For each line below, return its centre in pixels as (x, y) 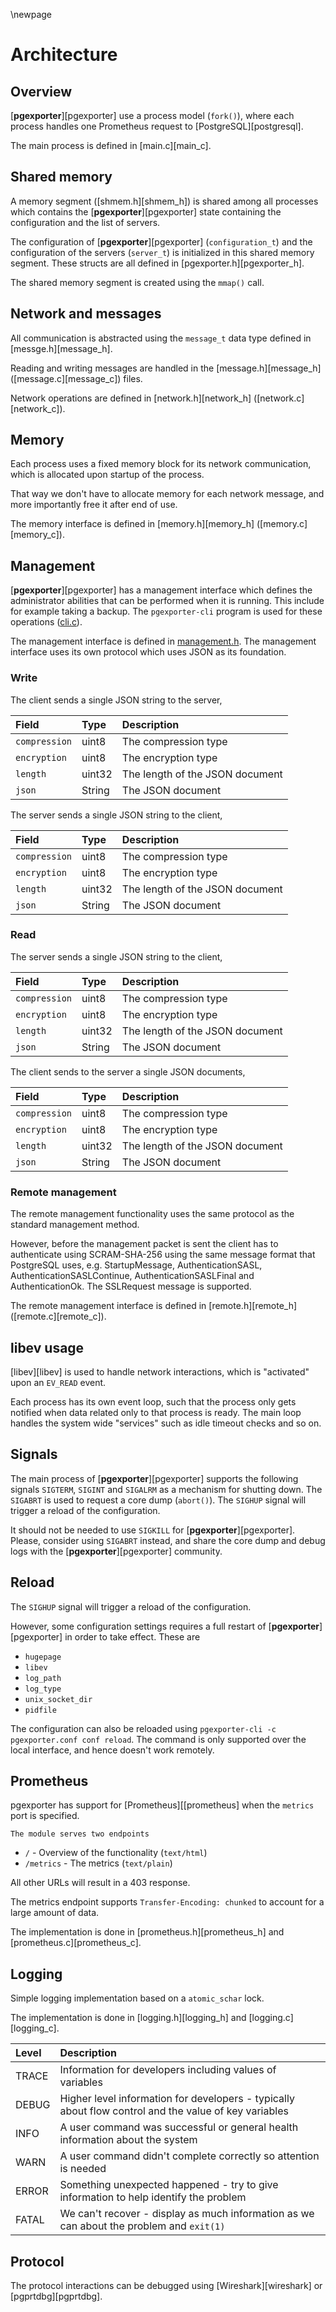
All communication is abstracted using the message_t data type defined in (161, 338)
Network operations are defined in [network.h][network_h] (131, 398)
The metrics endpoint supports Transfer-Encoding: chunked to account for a (167, 1902)
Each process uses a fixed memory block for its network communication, (161, 464)
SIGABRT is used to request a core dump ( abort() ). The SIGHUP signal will (158, 1500)
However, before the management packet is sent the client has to (144, 1244)
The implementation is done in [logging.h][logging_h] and (128, 2018)
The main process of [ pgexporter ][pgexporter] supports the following (154, 1478)
